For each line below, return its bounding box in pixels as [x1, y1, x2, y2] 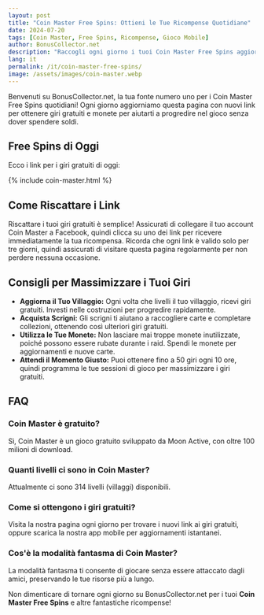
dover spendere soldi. [8, 117, 79, 126]
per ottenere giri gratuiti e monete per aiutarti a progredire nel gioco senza [8, 108, 249, 118]
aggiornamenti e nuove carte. [19, 347, 115, 357]
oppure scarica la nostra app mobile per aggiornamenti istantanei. [8, 528, 222, 538]
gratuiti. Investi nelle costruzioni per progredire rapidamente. [19, 305, 216, 315]
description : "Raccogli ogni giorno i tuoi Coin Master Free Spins [8, 48, 234, 56]
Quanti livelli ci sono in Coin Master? [8, 464, 150, 475]
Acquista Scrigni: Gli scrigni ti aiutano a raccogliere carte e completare [19, 313, 251, 323]
